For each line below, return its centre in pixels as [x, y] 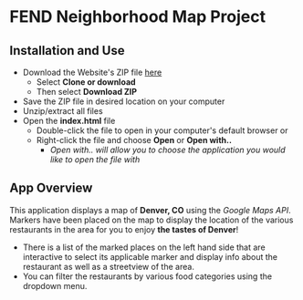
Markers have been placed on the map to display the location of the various [151, 220]
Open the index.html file [69, 121]
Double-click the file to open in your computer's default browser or [162, 130]
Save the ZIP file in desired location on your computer [124, 101]
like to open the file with [95, 160]
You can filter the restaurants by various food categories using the [147, 276]
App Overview [51, 188]
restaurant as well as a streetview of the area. [108, 266]
